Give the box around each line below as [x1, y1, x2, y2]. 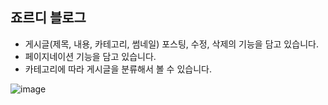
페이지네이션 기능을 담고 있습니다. [24, 50, 157, 62]
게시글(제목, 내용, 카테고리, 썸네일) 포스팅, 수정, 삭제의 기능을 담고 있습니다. [24, 38, 319, 50]
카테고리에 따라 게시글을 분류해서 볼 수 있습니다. [24, 63, 212, 75]
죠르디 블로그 [10, 9, 87, 27]
